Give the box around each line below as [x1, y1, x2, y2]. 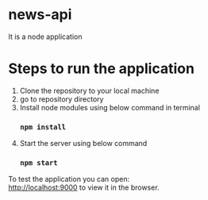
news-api [8, 6, 72, 24]
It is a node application [8, 32, 83, 41]
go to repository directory [19, 94, 104, 104]
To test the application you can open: [8, 175, 129, 184]
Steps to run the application [8, 60, 195, 78]
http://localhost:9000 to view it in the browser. [8, 183, 160, 192]
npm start [19, 159, 58, 167]
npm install [19, 122, 66, 132]
